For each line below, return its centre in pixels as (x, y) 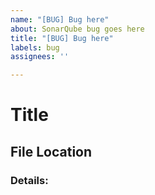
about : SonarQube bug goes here (77, 29)
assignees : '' (40, 57)
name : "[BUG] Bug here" (60, 19)
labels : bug (35, 47)
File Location (51, 151)
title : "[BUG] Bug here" (62, 38)
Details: (29, 180)
